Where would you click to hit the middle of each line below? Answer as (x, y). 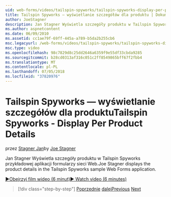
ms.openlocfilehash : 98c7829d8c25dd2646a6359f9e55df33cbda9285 (74, 53)
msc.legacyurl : (21, 43)
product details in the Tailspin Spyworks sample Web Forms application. (81, 169)
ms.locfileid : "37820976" (33, 77)
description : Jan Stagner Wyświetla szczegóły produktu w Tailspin (78, 24)
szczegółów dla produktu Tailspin (76, 113)
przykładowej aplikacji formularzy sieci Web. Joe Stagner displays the (78, 163)
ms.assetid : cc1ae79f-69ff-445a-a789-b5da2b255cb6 (60, 39)
